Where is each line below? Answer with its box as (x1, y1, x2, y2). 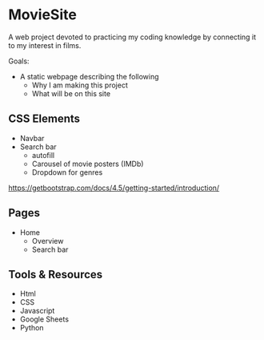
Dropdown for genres (31, 167, 103, 177)
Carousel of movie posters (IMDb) (31, 159, 144, 168)
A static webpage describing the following (19, 71, 159, 81)
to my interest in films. (8, 40, 82, 50)
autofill (31, 150, 54, 160)
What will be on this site (31, 88, 110, 98)
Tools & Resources (8, 267, 103, 281)
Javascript (19, 306, 55, 316)
